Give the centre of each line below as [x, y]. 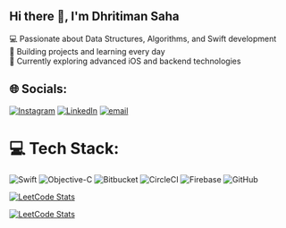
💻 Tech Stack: [64, 148]
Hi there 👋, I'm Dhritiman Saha [95, 17]
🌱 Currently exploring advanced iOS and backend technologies [125, 61]
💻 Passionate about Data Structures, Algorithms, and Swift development [143, 38]
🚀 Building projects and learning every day [87, 51]
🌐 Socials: [38, 89]
